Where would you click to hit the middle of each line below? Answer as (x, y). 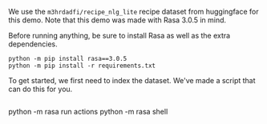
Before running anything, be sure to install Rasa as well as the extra (119, 36)
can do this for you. (40, 89)
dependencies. (33, 44)
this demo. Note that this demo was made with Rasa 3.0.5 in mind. (117, 20)
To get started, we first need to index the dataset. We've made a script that (132, 80)
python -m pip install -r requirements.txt (82, 66)
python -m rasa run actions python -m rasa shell (88, 112)
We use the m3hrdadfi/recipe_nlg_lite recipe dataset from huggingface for (133, 12)
